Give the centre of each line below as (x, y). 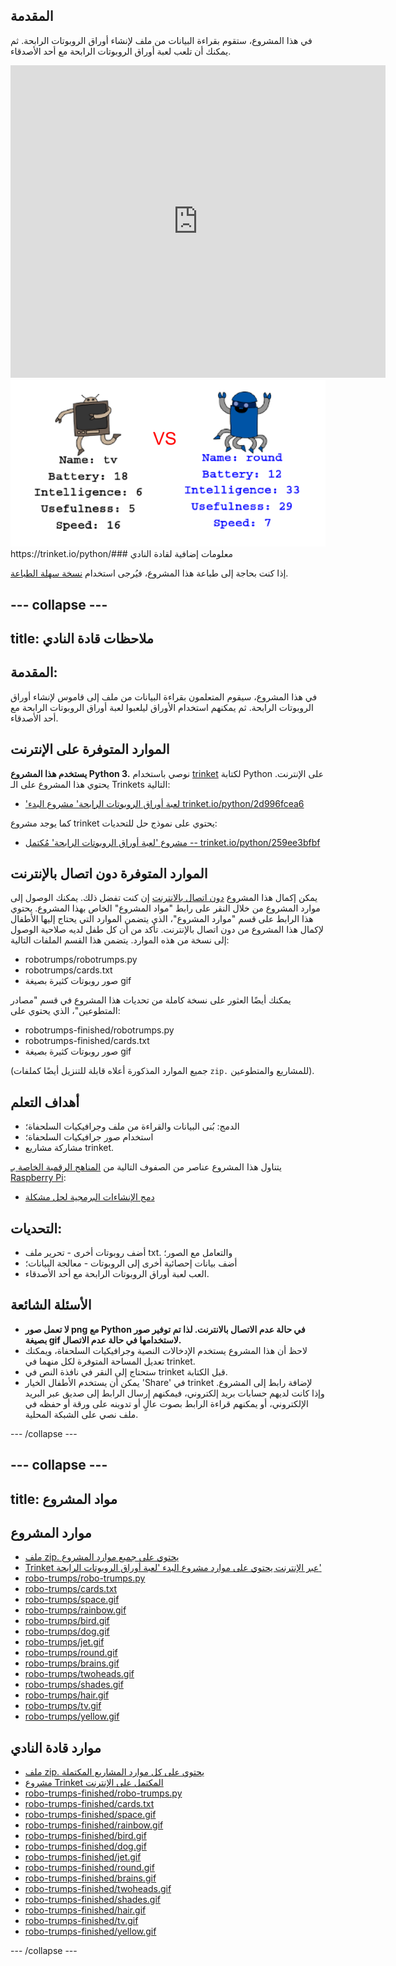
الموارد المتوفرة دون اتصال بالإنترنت (109, 874)
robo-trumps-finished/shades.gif (92, 1900)
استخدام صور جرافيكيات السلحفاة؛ (89, 1137)
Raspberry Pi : (38, 1178)
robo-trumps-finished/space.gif (90, 1815)
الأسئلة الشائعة (51, 1305)
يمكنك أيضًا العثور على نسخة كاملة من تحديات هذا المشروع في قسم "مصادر (151, 1000)
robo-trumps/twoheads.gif (79, 1674)
